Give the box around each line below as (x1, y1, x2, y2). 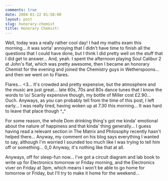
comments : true (5, 7, 37, 13)
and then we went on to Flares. (5, 72, 69, 78)
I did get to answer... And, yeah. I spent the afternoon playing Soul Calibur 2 (5, 56, 161, 62)
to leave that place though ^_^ (5, 108, 66, 114)
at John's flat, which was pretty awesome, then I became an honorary (5, 61, 150, 67)
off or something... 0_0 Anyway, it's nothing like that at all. (5, 144, 124, 150)
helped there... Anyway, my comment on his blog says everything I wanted (5, 134, 159, 140)
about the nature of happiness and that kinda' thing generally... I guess (5, 123, 151, 129)
